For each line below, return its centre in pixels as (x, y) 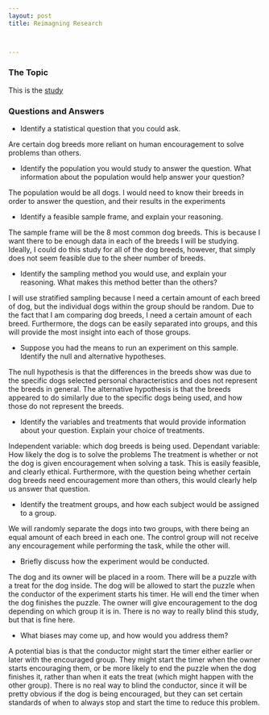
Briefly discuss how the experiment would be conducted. (114, 562)
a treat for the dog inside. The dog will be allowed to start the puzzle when (132, 586)
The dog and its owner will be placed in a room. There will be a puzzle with (132, 577)
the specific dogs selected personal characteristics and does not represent (133, 380)
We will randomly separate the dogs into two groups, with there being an (129, 529)
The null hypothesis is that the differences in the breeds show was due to (130, 372)
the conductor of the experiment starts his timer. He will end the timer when (134, 594)
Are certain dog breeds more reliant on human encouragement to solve (126, 144)
